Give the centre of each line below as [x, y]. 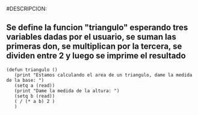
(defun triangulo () [32, 70]
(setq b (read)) [35, 96]
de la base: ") [25, 80]
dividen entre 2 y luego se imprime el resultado [96, 56]
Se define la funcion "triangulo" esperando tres [97, 27]
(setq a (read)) [35, 85]
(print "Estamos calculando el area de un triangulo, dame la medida [103, 75]
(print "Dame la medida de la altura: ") [67, 91]
